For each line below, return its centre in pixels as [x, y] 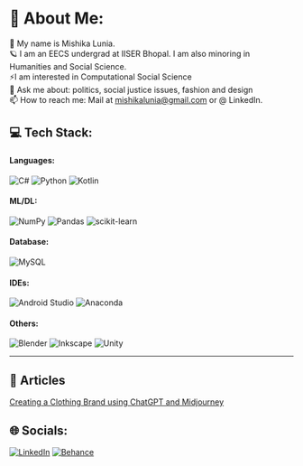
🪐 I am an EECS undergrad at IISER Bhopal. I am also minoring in [130, 53]
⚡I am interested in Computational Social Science [101, 77]
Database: [29, 242]
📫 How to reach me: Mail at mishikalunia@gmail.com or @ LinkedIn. [136, 99]
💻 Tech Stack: [51, 133]
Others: [24, 323]
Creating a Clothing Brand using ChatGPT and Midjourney [117, 402]
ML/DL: [23, 201]
